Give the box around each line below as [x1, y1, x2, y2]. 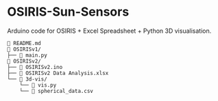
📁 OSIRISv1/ [7, 46, 41, 53]
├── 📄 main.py [7, 52, 48, 59]
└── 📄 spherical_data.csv [19, 87, 94, 94]
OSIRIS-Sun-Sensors [7, 4, 130, 20]
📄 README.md [7, 40, 41, 46]
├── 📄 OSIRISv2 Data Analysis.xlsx [7, 70, 109, 76]
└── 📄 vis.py [19, 81, 57, 89]
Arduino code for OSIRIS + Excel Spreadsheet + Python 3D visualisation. [7, 27, 212, 35]
